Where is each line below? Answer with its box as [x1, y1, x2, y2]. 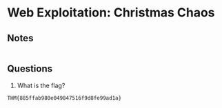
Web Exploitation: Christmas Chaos [7, 5, 215, 21]
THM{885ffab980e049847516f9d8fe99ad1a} [7, 94, 122, 101]
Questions [7, 63, 53, 75]
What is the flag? [17, 81, 65, 89]
